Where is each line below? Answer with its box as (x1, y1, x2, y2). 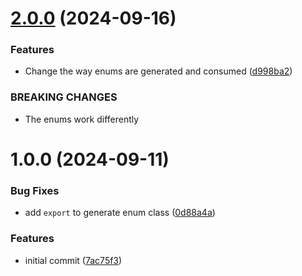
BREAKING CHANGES (10, 90, 118, 104)
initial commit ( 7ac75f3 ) (24, 254, 123, 266)
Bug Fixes (10, 183, 60, 197)
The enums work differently (24, 113, 140, 125)
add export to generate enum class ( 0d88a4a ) (24, 207, 216, 219)
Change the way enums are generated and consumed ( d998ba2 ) (24, 65, 293, 77)
